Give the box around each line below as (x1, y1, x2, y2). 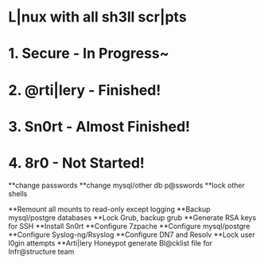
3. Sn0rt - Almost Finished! (8, 117, 191, 136)
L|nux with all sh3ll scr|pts (8, 8, 187, 26)
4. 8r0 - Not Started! (8, 154, 146, 171)
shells (8, 188, 28, 199)
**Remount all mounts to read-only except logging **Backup (8, 204, 211, 214)
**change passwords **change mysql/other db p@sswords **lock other (8, 180, 245, 190)
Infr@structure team (8, 246, 75, 256)
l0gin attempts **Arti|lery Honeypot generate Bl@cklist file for (8, 238, 213, 247)
